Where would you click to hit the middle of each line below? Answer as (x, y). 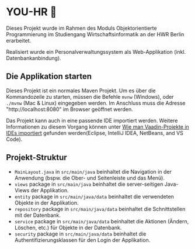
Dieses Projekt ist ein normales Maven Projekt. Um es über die (81, 91)
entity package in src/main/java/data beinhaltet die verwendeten (94, 196)
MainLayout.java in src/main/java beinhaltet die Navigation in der (93, 171)
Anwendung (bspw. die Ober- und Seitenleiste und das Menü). (90, 178)
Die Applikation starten (49, 76)
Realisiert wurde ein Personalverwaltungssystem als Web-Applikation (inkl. (96, 51)
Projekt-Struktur (36, 158)
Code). (14, 139)
